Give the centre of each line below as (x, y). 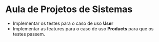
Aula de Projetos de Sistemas (69, 9)
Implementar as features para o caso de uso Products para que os (83, 28)
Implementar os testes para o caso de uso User (63, 23)
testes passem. (29, 34)
